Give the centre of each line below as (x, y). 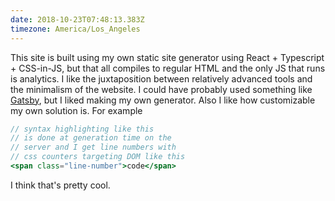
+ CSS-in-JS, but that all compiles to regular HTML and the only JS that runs (168, 68)
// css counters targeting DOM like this (98, 157)
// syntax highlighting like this (82, 129)
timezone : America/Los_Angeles (75, 29)
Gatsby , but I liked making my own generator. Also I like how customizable (163, 100)
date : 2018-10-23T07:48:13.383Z (77, 19)
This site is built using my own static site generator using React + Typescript (167, 57)
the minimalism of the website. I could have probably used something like (161, 89)
